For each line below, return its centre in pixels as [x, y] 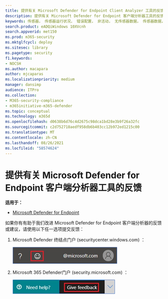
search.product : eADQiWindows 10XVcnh [45, 27]
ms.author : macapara [27, 69]
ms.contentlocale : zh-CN [31, 137]
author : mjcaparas [24, 74]
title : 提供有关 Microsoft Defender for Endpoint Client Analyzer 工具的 [81, 11]
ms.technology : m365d [28, 116]
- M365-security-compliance [34, 100]
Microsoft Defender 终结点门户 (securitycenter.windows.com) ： [79, 240]
